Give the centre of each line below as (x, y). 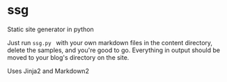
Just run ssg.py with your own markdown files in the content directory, (110, 42)
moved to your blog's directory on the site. (68, 57)
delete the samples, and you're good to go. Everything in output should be (114, 50)
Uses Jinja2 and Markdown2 (48, 71)
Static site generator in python (50, 29)
